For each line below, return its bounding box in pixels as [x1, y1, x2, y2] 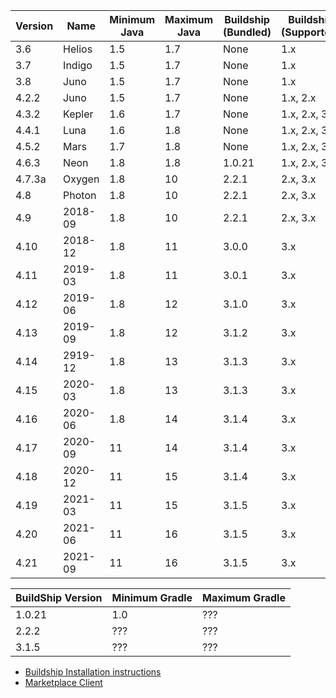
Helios [63, 42, 93, 56]
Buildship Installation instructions [24, 666, 162, 678]
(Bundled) [223, 25, 272, 39]
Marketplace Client [24, 677, 103, 688]
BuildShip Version [15, 591, 103, 604]
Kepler [63, 107, 94, 121]
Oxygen [63, 172, 100, 186]
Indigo [63, 59, 93, 72]
